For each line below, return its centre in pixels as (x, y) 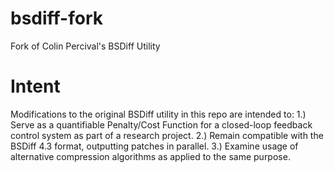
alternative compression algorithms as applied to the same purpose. (150, 156)
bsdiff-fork (57, 18)
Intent (35, 86)
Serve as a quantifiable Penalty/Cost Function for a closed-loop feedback (161, 124)
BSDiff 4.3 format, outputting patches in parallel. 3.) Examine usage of (154, 146)
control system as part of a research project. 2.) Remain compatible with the (167, 135)
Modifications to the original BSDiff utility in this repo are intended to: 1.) (158, 114)
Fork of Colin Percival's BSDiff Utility (85, 46)
